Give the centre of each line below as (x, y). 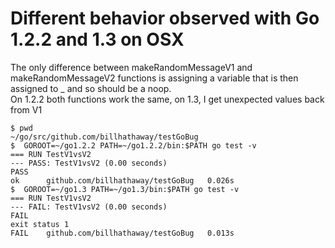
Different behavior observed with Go (165, 18)
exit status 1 (40, 224)
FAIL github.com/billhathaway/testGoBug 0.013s (122, 233)
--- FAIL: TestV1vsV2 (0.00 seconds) (89, 207)
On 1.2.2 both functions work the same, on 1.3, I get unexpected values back (167, 99)
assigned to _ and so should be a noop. (91, 88)
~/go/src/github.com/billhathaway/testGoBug (104, 137)
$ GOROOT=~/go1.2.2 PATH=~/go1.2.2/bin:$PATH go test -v (133, 145)
